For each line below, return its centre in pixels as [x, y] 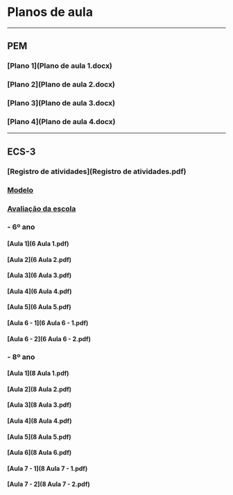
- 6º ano [21, 227]
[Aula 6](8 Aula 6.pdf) [40, 453]
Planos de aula [50, 12]
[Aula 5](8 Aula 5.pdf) [39, 437]
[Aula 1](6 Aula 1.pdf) [38, 244]
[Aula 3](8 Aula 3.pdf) [40, 405]
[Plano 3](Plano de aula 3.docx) [61, 103]
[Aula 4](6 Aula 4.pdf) [40, 291]
